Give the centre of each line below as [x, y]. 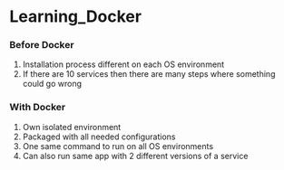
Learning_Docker [76, 17]
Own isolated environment [72, 127]
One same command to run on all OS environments [118, 146]
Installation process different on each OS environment [123, 64]
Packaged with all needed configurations [99, 137]
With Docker [38, 108]
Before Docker [42, 45]
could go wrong [52, 84]
